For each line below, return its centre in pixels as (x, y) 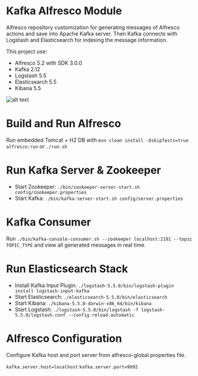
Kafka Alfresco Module (64, 11)
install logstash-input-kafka (52, 291)
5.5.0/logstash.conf (40, 315)
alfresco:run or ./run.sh (37, 146)
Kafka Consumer (49, 222)
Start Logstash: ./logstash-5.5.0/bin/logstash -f (76, 309)
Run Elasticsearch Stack (67, 269)
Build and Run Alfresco (64, 124)
